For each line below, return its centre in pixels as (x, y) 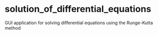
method (13, 28)
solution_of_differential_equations (78, 9)
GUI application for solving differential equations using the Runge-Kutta (79, 23)
